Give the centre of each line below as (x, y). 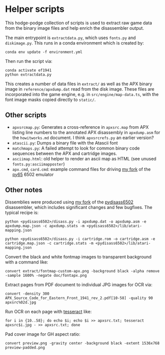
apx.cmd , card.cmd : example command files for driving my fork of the (82, 169)
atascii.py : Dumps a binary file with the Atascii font (65, 143)
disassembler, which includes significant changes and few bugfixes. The (79, 207)
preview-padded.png (25, 348)
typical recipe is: (22, 212)
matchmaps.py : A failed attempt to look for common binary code (76, 148)
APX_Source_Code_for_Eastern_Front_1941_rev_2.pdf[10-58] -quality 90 (79, 298)
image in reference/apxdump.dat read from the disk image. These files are (80, 89)
